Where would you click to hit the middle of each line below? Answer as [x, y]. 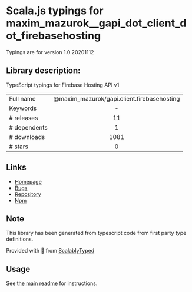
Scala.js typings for [55, 11]
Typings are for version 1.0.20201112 [50, 52]
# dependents [29, 127]
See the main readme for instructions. [52, 283]
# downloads [27, 137]
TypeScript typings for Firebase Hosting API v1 [63, 85]
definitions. [20, 239]
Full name [23, 98]
